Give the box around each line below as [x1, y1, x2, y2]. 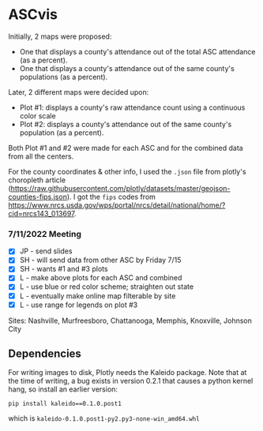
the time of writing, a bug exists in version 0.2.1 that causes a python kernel [8, 377, 254, 386]
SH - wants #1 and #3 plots [19, 264, 108, 274]
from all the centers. [8, 152, 74, 161]
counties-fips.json [8, 192, 67, 201]
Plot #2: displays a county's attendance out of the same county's [19, 119, 232, 129]
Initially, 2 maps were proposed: [8, 32, 112, 41]
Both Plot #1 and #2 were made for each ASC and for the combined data [8, 143, 243, 152]
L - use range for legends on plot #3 [19, 300, 138, 309]
